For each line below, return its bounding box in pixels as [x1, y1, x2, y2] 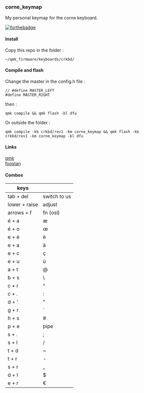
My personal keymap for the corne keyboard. [5, 15, 98, 21]
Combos [5, 172, 23, 178]
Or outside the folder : [5, 119, 50, 125]
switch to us [42, 193, 71, 200]
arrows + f [7, 209, 32, 216]
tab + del [7, 193, 29, 200]
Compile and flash [5, 67, 44, 73]
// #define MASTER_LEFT [5, 88, 55, 93]
